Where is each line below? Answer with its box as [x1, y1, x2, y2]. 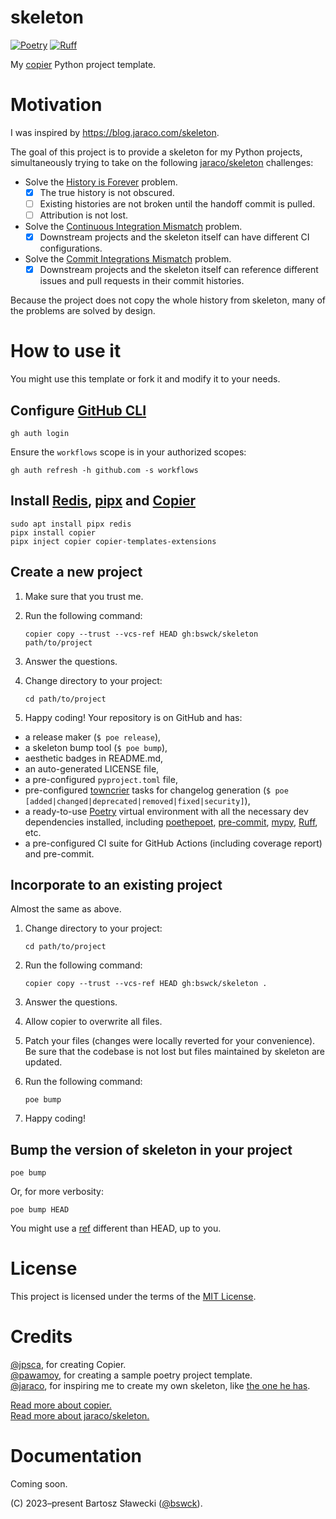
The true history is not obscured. [39, 186, 175, 198]
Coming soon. [10, 1478, 68, 1490]
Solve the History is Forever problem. [24, 176, 178, 188]
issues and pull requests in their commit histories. [39, 275, 245, 287]
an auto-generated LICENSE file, [24, 762, 160, 775]
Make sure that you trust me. [24, 590, 144, 602]
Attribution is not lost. [39, 209, 129, 221]
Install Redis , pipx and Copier [10, 492, 196, 510]
